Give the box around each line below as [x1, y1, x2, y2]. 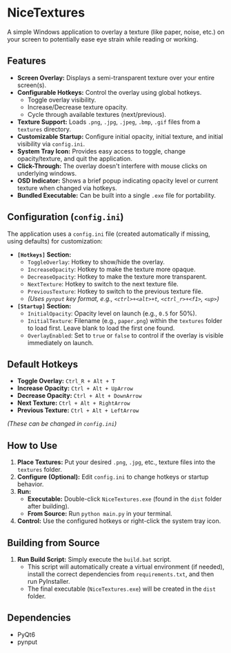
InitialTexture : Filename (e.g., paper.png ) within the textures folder [27, 316, 223, 324]
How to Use [7, 439, 58, 451]
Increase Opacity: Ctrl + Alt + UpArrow [17, 384, 133, 392]
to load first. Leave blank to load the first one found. [27, 324, 175, 332]
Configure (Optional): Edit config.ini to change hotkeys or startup [17, 472, 209, 481]
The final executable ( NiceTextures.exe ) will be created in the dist [27, 585, 216, 593]
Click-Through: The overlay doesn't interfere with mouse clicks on [17, 161, 208, 170]
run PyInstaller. [27, 578, 70, 585]
